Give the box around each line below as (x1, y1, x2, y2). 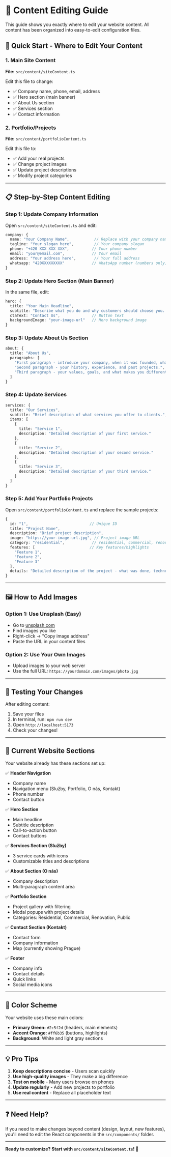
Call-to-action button (12, 827, 57, 833)
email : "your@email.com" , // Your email (10, 251, 122, 256)
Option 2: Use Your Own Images (5, 651, 85, 658)
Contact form (12, 934, 41, 940)
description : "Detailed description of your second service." (18, 450, 154, 455)
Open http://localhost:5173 (12, 721, 74, 728)
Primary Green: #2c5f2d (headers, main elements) (12, 1024, 118, 1030)
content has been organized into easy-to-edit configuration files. (5, 26, 141, 33)
